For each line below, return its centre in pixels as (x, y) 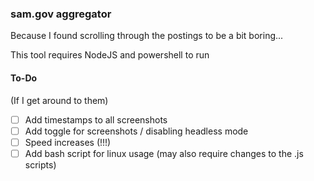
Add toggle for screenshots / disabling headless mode (136, 131)
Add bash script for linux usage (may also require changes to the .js (164, 153)
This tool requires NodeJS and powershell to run (110, 55)
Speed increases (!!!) (68, 142)
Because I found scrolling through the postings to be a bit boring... (147, 36)
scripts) (40, 164)
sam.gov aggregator (61, 14)
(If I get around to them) (59, 100)
